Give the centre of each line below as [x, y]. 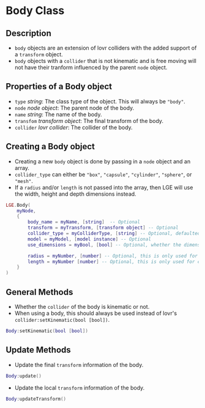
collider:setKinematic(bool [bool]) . [62, 319]
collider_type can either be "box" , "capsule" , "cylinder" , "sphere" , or [103, 174]
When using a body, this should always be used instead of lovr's [96, 313]
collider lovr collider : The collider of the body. [73, 127]
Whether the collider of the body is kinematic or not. [82, 306]
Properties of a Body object [59, 87]
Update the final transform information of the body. [79, 365]
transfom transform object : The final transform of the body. [89, 121]
